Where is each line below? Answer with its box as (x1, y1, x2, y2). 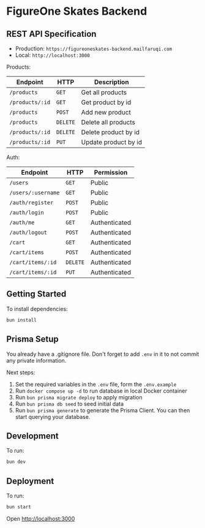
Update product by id (81, 138, 143, 146)
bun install (6, 317, 37, 323)
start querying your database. (15, 413, 91, 420)
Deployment (6, 476, 54, 486)
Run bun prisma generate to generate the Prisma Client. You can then (15, 406, 190, 414)
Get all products (81, 88, 127, 96)
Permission (94, 168, 128, 176)
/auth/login (9, 209, 45, 216)
